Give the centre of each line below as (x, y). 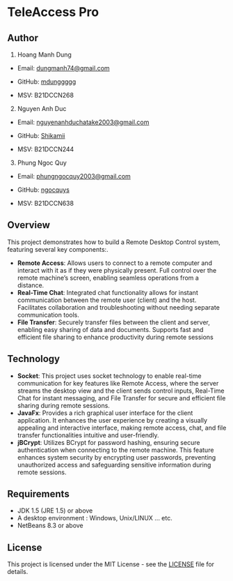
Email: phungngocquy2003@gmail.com (74, 176)
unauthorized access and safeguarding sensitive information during (114, 465)
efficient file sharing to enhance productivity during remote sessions (115, 337)
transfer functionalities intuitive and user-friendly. (88, 435)
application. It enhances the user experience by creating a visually (112, 420)
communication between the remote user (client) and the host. (107, 300)
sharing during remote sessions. (63, 405)
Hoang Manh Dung (44, 54)
